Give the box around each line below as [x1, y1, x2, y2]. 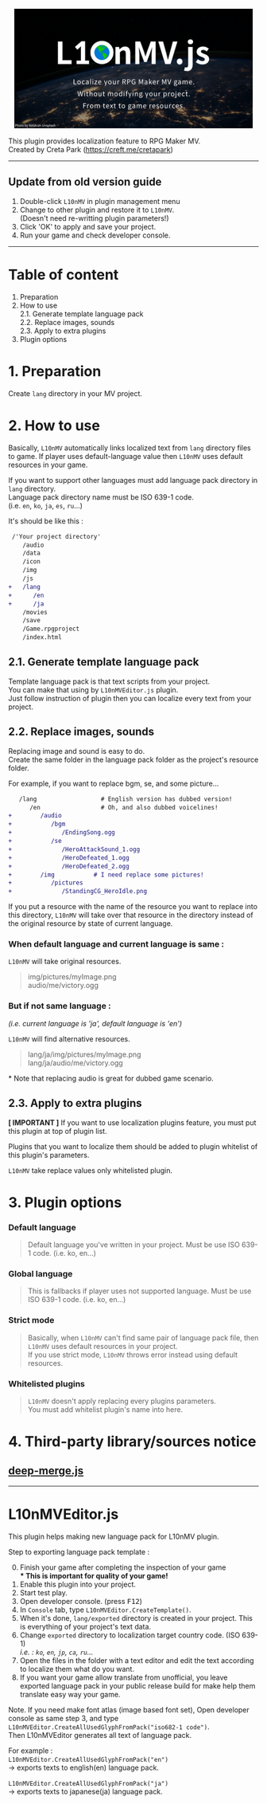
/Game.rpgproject [22, 625, 80, 633]
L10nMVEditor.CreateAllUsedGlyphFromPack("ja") [8, 1779, 169, 1787]
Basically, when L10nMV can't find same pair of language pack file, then [27, 1332, 259, 1343]
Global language [8, 1268, 73, 1279]
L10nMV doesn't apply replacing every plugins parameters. [27, 1396, 216, 1406]
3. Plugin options [8, 1193, 122, 1211]
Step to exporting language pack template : [8, 1547, 149, 1556]
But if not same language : [8, 1001, 111, 1012]
